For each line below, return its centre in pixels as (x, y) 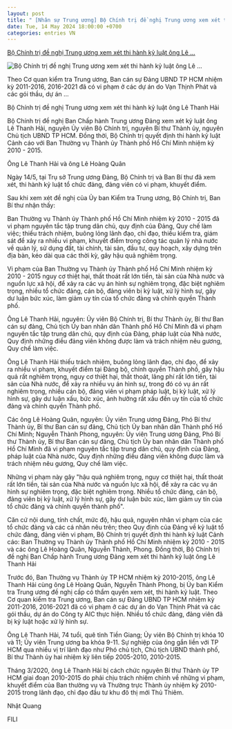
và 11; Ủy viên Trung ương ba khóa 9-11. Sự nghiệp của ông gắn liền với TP (113, 642)
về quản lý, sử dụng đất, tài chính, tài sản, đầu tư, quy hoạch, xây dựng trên (114, 248)
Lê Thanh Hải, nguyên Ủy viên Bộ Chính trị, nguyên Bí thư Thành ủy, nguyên (115, 128)
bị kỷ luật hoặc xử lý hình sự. (48, 622)
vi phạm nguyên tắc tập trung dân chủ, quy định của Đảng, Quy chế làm (110, 226)
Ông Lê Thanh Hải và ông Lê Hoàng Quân (67, 164)
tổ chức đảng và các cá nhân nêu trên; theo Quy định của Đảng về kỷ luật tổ (116, 528)
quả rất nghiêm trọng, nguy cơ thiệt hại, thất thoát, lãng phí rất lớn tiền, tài (112, 377)
